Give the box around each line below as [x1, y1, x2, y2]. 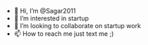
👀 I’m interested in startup [13, 14, 90, 22]
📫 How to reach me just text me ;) [13, 30, 114, 38]
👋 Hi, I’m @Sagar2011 [13, 7, 76, 15]
